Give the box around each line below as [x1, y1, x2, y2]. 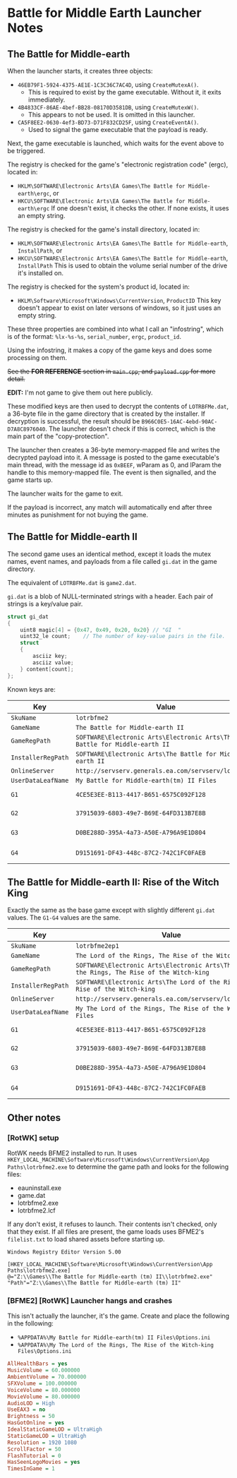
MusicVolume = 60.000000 [7, 1367, 80, 1374]
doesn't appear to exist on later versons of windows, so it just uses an [17, 304, 221, 312]
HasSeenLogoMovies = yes [7, 1459, 80, 1466]
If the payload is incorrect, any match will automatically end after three [7, 503, 212, 511]
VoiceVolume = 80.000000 [7, 1386, 80, 1393]
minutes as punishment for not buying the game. [7, 510, 149, 519]
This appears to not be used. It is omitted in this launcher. [28, 111, 195, 119]
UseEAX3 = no [7, 1406, 46, 1413]
